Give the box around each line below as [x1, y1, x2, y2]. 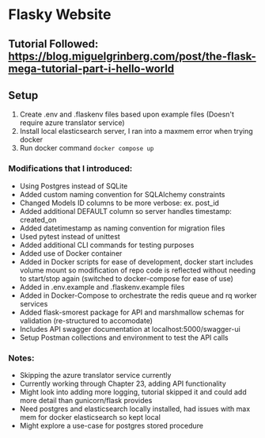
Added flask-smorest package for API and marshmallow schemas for [19, 307, 245, 317]
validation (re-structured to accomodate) [19, 315, 153, 326]
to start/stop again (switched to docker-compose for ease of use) [19, 273, 233, 283]
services [19, 299, 48, 308]
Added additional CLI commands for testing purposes [19, 240, 195, 249]
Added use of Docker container [19, 248, 123, 258]
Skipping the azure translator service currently [19, 370, 172, 379]
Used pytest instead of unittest [19, 231, 120, 241]
